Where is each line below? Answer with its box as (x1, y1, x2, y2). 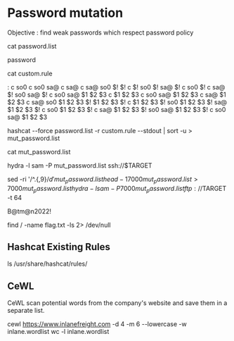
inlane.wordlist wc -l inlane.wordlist (7, 328, 110, 336)
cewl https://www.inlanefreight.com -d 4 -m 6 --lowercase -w (7, 320, 188, 328)
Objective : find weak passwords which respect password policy (7, 28, 194, 37)
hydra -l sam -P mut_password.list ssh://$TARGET (7, 161, 152, 170)
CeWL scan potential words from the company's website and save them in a (7, 299, 228, 307)
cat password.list (7, 42, 57, 50)
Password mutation (7, 5, 124, 21)
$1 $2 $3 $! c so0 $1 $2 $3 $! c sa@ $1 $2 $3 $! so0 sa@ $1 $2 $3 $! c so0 (7, 105, 226, 113)
